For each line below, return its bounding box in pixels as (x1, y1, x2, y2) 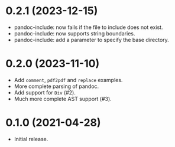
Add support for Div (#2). (14, 89, 76, 96)
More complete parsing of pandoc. (14, 83, 99, 90)
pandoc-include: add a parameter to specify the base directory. (14, 36, 169, 43)
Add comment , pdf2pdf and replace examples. (14, 76, 123, 83)
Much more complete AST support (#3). (14, 95, 112, 102)
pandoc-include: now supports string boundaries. (14, 30, 135, 37)
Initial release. (14, 135, 48, 142)
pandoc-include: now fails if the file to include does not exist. (14, 24, 163, 31)
